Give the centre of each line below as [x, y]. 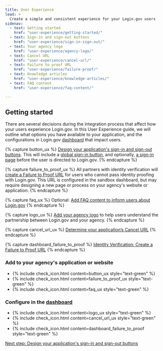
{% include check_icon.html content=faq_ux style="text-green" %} [81, 289]
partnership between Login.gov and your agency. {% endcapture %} [75, 220]
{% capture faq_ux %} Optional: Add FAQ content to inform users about [78, 200]
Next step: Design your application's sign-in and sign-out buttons [72, 343]
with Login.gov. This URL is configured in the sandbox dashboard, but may [81, 180]
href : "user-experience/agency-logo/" [54, 51]
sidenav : [14, 23]
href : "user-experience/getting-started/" [58, 33]
